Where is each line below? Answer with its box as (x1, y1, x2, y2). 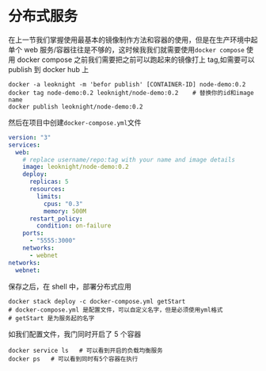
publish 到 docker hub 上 (8, 64, 89, 74)
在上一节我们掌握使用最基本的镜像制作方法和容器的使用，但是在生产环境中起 (8, 35, 258, 44)
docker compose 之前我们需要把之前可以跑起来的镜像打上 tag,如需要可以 (17, 55, 255, 64)
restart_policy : (28, 215, 83, 223)
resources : (28, 185, 66, 193)
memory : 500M (43, 207, 87, 215)
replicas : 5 (28, 178, 69, 186)
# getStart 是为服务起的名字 (8, 314, 95, 322)
